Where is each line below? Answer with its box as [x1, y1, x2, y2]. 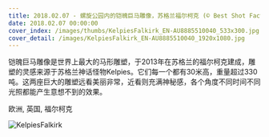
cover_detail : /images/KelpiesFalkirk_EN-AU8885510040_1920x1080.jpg [8, 34, 246, 42]
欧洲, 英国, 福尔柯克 [8, 104, 73, 114]
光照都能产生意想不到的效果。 [8, 87, 106, 97]
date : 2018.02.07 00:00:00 [8, 19, 98, 27]
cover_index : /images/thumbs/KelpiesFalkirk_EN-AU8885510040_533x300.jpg [8, 26, 260, 34]
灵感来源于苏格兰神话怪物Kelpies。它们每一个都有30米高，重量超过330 [22, 67, 258, 77]
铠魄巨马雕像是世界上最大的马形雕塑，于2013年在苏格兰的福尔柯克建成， [8, 57, 249, 66]
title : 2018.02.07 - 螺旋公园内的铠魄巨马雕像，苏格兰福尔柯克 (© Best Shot [8, 11, 247, 20]
